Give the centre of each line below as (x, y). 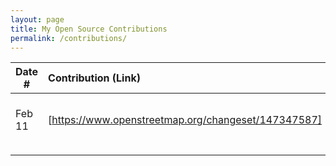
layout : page (37, 19)
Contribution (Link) (94, 78)
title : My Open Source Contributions (89, 29)
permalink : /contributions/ (69, 38)
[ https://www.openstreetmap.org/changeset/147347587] (185, 120)
